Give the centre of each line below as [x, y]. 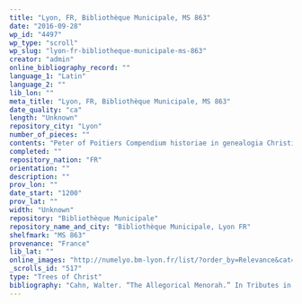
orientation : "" [40, 168]
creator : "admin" [42, 59]
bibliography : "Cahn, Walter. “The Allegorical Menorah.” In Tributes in [151, 285]
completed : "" [36, 151]
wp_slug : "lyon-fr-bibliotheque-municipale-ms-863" [108, 51]
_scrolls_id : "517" [46, 269]
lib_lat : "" [31, 252]
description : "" [40, 176]
